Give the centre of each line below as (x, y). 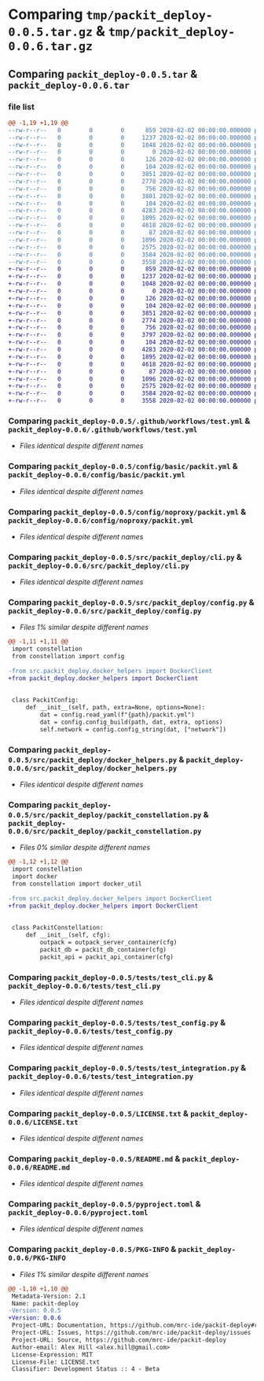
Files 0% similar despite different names (85, 848)
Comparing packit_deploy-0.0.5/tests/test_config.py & (117, 1022)
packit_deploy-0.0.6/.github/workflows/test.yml (103, 429)
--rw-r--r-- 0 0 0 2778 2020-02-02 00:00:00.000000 (130, 181)
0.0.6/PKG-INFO (37, 1258)
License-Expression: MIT (52, 1354)
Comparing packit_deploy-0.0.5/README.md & (94, 1158)
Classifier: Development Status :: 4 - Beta (85, 1369)
